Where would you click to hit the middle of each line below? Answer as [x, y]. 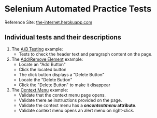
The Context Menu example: [40, 90]
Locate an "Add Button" [42, 64]
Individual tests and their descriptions [63, 37]
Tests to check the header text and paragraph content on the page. [86, 54]
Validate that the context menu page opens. [62, 95]
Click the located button [43, 69]
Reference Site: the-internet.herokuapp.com [49, 22]
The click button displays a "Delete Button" [62, 74]
